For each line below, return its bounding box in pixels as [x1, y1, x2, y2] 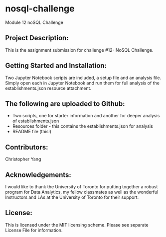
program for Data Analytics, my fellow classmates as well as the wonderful [5, 189, 159, 195]
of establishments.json [12, 118, 59, 124]
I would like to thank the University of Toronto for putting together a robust [5, 184, 158, 189]
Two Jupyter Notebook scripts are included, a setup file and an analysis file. [5, 75, 161, 80]
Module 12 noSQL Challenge [5, 19, 64, 25]
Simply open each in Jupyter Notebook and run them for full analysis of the [5, 80, 160, 86]
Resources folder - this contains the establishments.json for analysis [12, 123, 153, 129]
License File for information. [5, 227, 63, 233]
